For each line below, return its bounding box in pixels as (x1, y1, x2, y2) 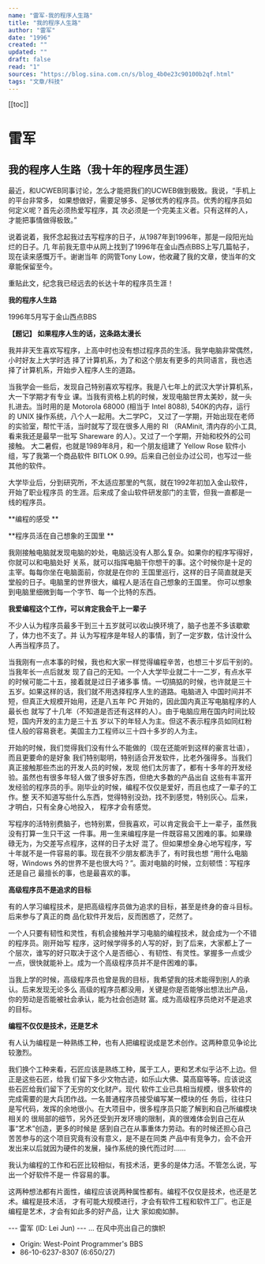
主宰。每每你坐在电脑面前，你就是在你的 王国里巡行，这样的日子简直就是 (8, 567, 245, 577)
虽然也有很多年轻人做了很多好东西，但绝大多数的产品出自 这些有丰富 (21, 772, 245, 782)
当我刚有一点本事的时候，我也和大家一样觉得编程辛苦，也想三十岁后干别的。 (8, 656, 257, 667)
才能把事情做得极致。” (8, 215, 77, 225)
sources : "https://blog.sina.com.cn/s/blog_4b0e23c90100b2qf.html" (8, 70, 235, 78)
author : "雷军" (8, 26, 56, 34)
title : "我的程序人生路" (8, 19, 81, 27)
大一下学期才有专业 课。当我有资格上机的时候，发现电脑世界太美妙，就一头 (8, 391, 252, 401)
